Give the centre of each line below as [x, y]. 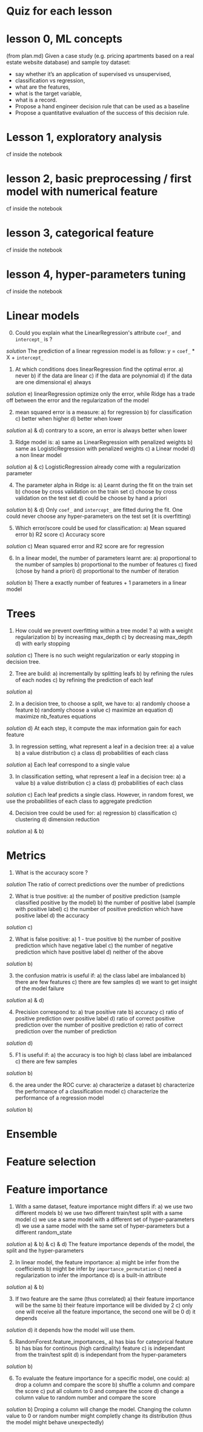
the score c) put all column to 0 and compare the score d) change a [99, 1391]
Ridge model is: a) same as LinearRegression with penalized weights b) [104, 442]
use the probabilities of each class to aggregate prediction [79, 801]
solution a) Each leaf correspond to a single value [68, 765]
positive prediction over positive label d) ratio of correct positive [95, 1018]
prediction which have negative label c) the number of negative [94, 945]
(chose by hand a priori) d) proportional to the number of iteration [97, 571]
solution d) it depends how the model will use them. [71, 1330]
